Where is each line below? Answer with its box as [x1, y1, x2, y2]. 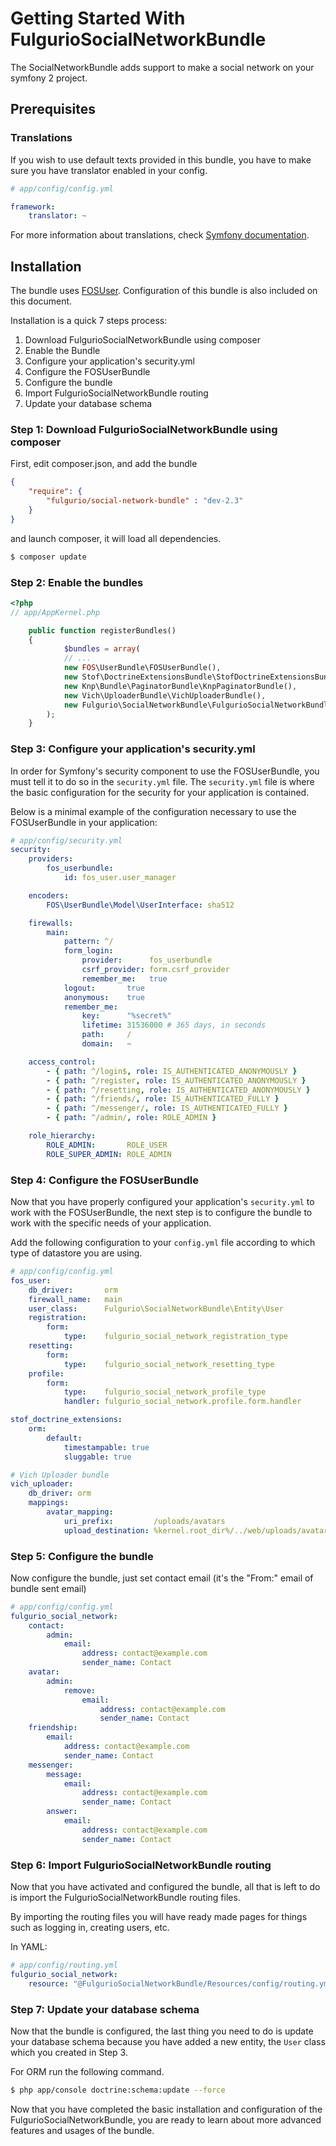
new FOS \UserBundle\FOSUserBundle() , [63, 663, 222, 673]
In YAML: [10, 1940, 48, 1952]
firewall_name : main [28, 1294, 123, 1304]
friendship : [28, 1723, 78, 1733]
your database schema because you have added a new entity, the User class [10, 2035, 326, 2047]
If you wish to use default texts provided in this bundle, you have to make [10, 153, 312, 166]
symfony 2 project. [10, 72, 88, 84]
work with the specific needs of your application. [10, 1217, 212, 1229]
